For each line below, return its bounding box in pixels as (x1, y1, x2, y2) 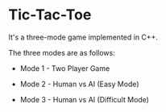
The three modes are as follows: (8, 48, 115, 57)
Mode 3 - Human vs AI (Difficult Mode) (19, 94, 149, 104)
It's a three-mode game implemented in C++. (8, 32, 159, 42)
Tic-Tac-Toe (8, 6, 92, 24)
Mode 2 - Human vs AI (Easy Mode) (19, 79, 139, 89)
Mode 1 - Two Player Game (19, 63, 110, 73)
